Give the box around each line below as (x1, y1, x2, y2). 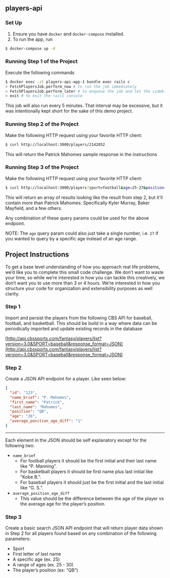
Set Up (5, 19, 22, 26)
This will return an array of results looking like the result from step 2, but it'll (5, 194, 163, 200)
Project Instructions (5, 250, 69, 259)
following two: (5, 442, 35, 448)
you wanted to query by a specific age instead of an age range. (5, 235, 138, 241)
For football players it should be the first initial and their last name (20, 457, 157, 463)
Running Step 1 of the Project (5, 58, 78, 65)
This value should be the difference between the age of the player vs (20, 495, 164, 501)
